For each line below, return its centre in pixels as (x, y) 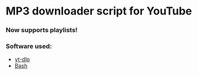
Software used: (29, 47)
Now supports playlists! (42, 30)
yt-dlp (22, 59)
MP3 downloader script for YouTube (99, 11)
